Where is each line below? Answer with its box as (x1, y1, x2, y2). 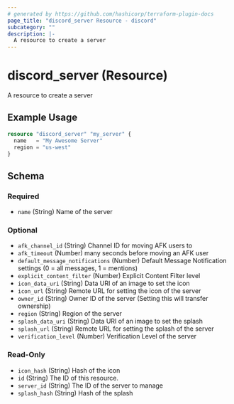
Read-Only (7, 350, 46, 360)
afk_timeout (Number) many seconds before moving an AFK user (17, 249, 209, 257)
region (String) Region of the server (17, 309, 123, 318)
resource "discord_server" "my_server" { (7, 130, 132, 137)
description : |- (7, 30, 55, 38)
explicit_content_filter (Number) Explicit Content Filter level (17, 272, 201, 280)
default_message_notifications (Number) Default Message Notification (17, 257, 227, 265)
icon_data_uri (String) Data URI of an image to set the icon (17, 279, 190, 288)
